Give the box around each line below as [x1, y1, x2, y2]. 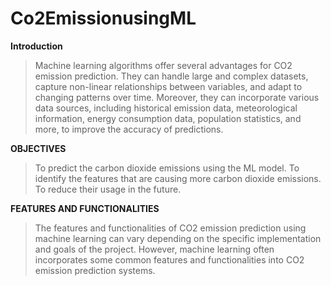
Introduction [10, 40, 63, 52]
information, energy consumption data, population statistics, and [34, 112, 302, 124]
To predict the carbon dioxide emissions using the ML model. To [34, 162, 300, 174]
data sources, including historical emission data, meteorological [34, 102, 298, 114]
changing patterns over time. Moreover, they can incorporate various [34, 91, 320, 103]
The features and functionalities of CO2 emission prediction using [34, 222, 307, 234]
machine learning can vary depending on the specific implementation [34, 232, 322, 244]
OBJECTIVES [10, 142, 67, 154]
